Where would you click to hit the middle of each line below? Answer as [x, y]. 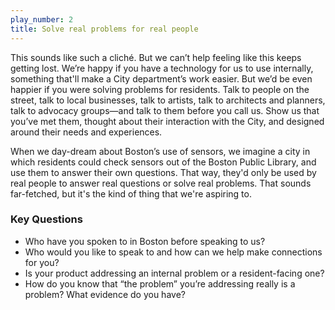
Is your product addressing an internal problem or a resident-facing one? [174, 273]
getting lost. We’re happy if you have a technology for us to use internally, [162, 68]
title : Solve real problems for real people [104, 29]
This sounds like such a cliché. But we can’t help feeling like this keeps [156, 57]
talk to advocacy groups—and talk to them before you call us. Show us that [165, 110]
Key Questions [46, 219]
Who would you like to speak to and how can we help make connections [173, 252]
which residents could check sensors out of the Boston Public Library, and [163, 162]
